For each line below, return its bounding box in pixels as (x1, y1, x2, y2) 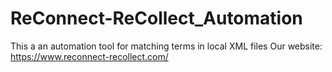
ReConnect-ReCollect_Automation (10, 7, 303, 30)
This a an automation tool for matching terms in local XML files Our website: (10, 40, 323, 52)
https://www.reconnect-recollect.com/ (10, 50, 169, 62)
